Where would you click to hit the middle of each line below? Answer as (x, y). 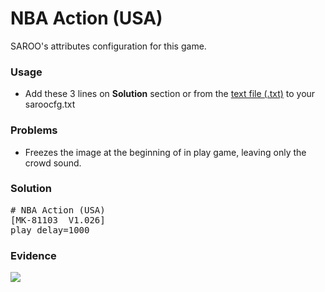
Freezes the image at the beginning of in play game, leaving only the (165, 152)
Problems (34, 130)
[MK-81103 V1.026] (58, 220)
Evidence (33, 255)
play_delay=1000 (50, 230)
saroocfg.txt (50, 104)
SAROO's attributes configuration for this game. (108, 46)
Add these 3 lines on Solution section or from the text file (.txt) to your (170, 94)
